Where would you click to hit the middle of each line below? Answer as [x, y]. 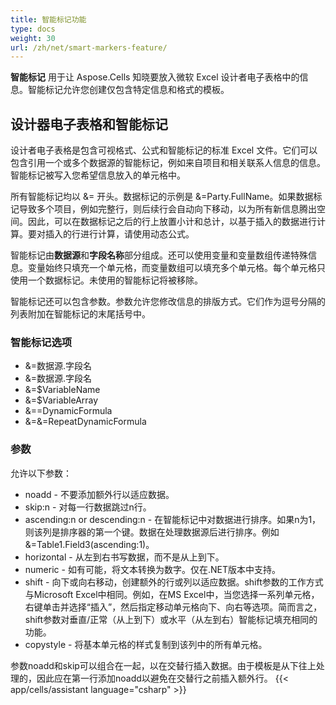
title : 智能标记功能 [48, 19]
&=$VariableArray [61, 400]
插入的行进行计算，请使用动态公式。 [119, 234]
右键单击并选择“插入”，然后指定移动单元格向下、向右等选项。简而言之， [173, 607]
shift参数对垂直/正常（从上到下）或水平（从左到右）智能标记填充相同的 [171, 619]
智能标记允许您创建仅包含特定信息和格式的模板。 [128, 90]
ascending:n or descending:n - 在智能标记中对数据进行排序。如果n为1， [173, 519]
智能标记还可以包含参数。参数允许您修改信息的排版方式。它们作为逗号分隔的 [168, 302]
